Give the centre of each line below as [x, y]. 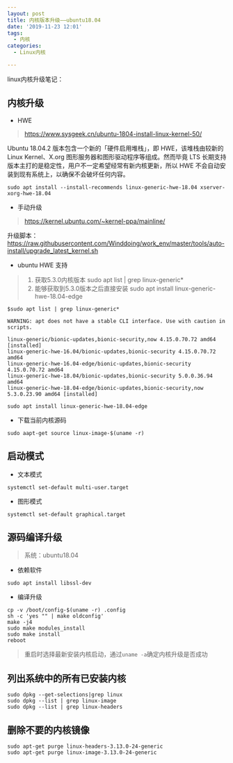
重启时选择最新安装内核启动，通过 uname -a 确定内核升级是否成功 [116, 655]
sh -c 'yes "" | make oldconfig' [56, 616]
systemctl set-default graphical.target [67, 514]
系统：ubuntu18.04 [51, 555]
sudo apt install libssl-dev [49, 583]
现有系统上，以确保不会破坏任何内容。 [74, 174]
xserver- [213, 187]
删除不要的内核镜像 [48, 730]
